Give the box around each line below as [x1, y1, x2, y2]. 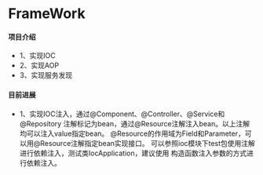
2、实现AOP [19, 60, 60, 71]
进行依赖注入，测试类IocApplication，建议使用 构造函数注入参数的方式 [19, 148, 247, 158]
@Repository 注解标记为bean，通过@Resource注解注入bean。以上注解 [19, 118, 250, 128]
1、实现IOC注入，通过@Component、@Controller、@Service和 [19, 109, 225, 118]
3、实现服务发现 [19, 71, 73, 80]
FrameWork [8, 5, 86, 23]
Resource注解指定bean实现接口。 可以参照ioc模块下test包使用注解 [40, 138, 255, 148]
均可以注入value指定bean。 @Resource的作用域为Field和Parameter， [19, 129, 245, 138]
